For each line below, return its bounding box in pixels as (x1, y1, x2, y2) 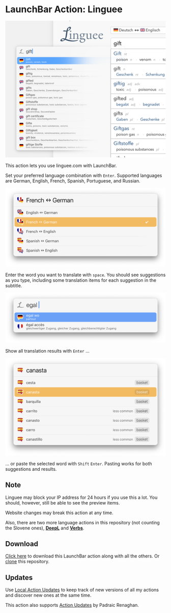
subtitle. (5, 282, 22, 288)
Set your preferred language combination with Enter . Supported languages (5, 172, 162, 179)
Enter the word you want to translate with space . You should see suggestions (5, 272, 166, 278)
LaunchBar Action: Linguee (5, 4, 123, 15)
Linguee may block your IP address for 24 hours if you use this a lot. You (5, 494, 158, 500)
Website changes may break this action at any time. (5, 510, 113, 516)
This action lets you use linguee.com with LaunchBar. (5, 163, 117, 169)
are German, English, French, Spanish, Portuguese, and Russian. (5, 178, 141, 184)
